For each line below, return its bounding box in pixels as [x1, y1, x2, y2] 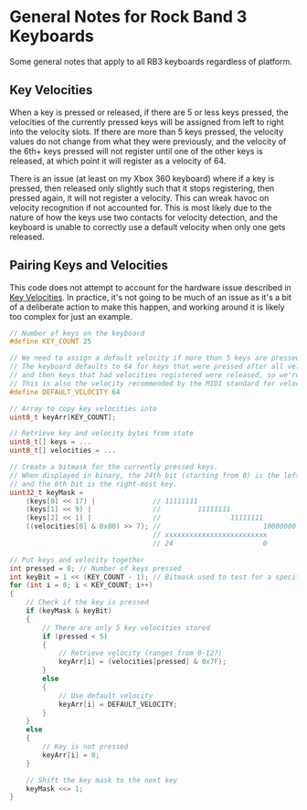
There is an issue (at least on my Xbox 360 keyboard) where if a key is [9, 173, 275, 184]
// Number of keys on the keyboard [9, 329, 145, 338]
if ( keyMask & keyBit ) [26, 606, 112, 615]
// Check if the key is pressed [26, 598, 149, 607]
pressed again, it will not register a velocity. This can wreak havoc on [9, 192, 270, 203]
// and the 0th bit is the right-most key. [9, 479, 178, 489]
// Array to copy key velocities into [9, 404, 157, 413]
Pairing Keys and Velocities [9, 258, 169, 273]
